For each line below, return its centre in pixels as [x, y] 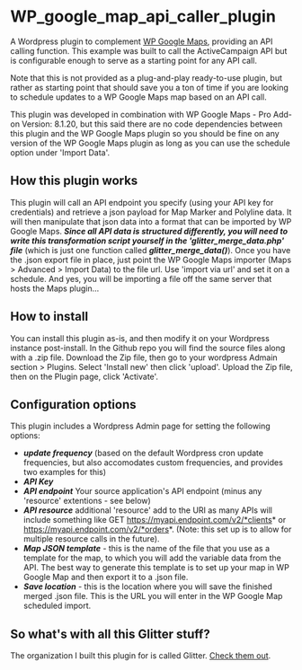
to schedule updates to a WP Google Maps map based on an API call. [139, 97]
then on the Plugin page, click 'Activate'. [84, 376]
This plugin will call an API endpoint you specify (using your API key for [142, 202]
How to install [49, 317]
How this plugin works [74, 181]
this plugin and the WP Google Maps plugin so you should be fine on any [145, 133]
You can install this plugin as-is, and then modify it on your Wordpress [140, 338]
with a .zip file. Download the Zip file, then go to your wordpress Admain [144, 357]
